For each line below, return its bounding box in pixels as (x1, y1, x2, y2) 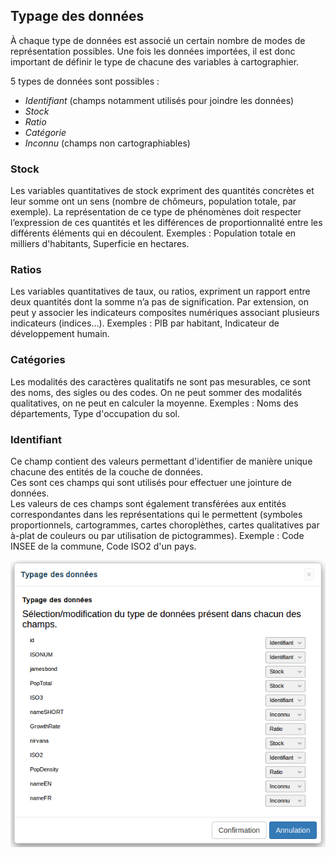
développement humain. (10, 328, 110, 340)
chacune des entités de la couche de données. (10, 466, 204, 478)
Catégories (10, 353, 66, 367)
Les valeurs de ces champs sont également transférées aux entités (10, 498, 287, 509)
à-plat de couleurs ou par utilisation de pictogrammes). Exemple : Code (10, 530, 305, 541)
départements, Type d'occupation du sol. (10, 407, 180, 419)
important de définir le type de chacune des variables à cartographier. (10, 55, 300, 68)
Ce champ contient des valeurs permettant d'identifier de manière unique (10, 455, 313, 467)
